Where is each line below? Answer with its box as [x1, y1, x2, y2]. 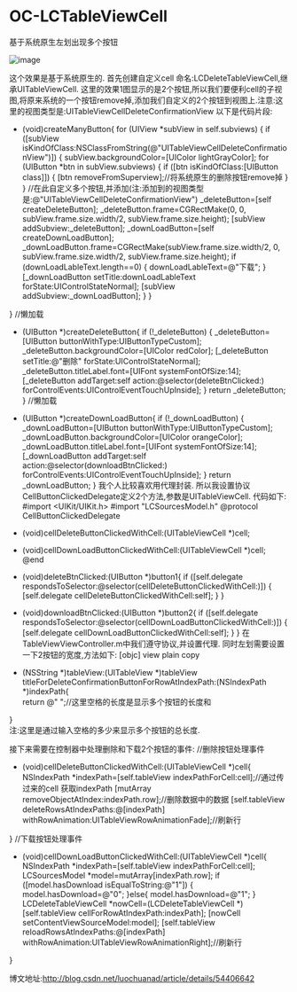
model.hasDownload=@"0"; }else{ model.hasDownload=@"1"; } [21, 888, 256, 899]
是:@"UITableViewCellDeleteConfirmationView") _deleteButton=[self [21, 193, 272, 205]
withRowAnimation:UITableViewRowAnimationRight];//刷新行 [21, 937, 242, 948]
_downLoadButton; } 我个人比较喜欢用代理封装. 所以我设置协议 [21, 480, 251, 490]
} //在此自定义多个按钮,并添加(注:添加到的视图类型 [21, 183, 204, 193]
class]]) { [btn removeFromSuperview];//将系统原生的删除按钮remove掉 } [21, 171, 289, 183]
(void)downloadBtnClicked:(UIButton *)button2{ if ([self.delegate [21, 607, 259, 618]
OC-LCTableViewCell [9, 6, 168, 27]
